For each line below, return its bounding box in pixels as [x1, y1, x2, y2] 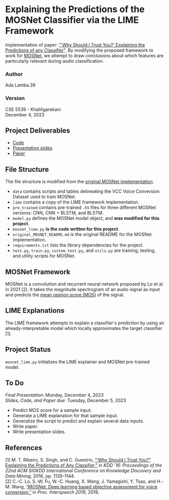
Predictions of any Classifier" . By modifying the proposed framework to [5, 47, 154, 53]
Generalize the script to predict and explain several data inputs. [12, 418, 144, 424]
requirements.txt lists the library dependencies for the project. [12, 242, 144, 248]
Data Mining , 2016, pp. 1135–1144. [5, 473, 75, 479]
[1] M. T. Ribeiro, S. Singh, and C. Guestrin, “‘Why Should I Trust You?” [5, 457, 151, 463]
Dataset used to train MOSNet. [12, 194, 77, 200]
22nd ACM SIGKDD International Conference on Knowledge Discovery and [5, 468, 161, 474]
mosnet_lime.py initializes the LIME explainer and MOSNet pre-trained [5, 358, 150, 365]
